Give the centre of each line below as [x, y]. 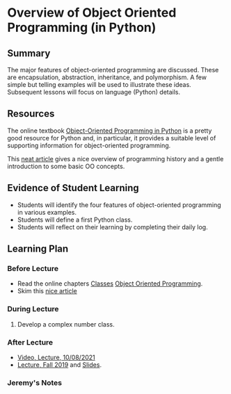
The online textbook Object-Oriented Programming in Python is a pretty [110, 131]
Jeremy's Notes [35, 382]
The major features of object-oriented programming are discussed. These [113, 70]
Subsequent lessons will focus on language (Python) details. [94, 92]
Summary [29, 53]
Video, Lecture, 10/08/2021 [56, 357]
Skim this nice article [47, 291]
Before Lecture [33, 268]
